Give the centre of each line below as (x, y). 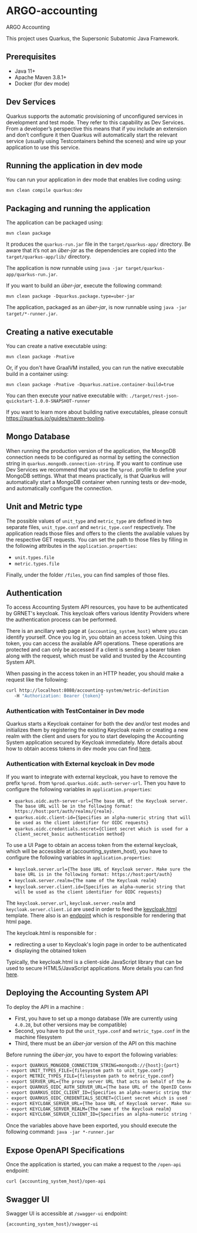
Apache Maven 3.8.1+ (40, 77)
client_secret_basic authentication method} (70, 834)
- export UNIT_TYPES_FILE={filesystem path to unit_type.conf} (85, 1071)
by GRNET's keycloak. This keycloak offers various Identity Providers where (98, 614)
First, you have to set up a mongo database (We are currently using (96, 1018)
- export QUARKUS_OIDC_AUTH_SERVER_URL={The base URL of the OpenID (91, 1087)
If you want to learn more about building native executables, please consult (97, 412)
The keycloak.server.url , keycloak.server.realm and (71, 903)
